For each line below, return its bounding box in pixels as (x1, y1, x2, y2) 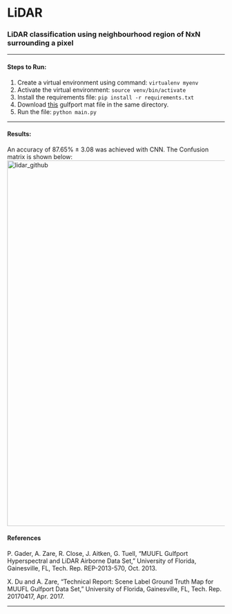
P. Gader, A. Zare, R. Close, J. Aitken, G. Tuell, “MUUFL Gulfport (7, 550, 188, 558)
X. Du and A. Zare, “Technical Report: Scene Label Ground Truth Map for (7, 577, 214, 586)
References (7, 534, 41, 542)
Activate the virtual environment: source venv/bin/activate (17, 85, 186, 94)
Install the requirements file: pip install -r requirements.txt (17, 93, 195, 101)
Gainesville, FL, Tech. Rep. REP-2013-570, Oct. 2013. (7, 564, 157, 573)
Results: (7, 130, 32, 138)
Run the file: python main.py (17, 107, 97, 115)
